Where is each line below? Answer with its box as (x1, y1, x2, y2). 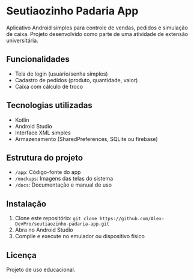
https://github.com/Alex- (99, 216, 165, 222)
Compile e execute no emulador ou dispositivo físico (14, 233, 145, 240)
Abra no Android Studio (14, 226, 73, 233)
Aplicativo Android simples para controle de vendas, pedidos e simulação (6, 24, 188, 31)
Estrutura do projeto (6, 152, 83, 163)
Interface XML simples (14, 129, 71, 136)
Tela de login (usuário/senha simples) (14, 70, 108, 77)
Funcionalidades (6, 54, 70, 64)
